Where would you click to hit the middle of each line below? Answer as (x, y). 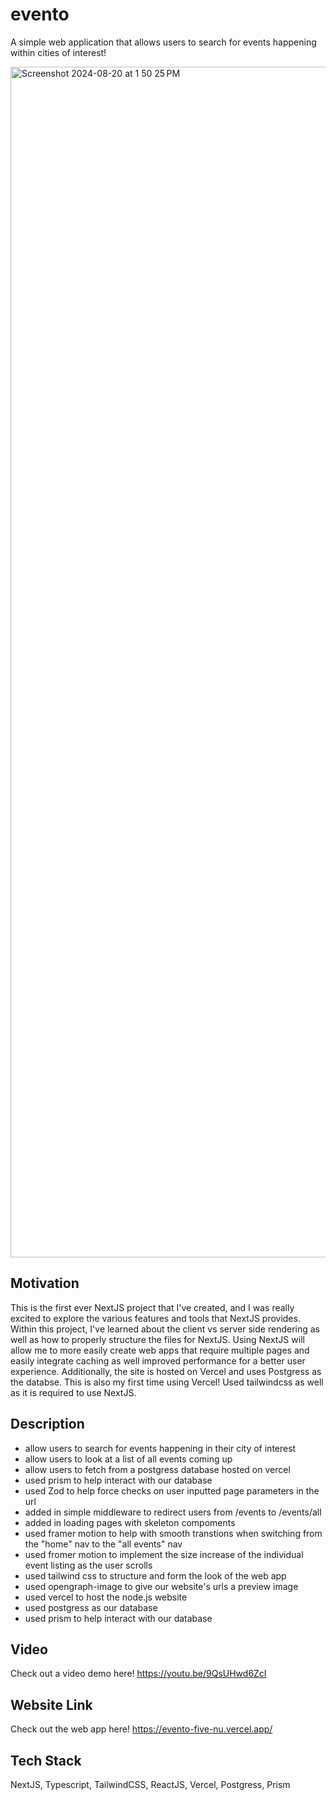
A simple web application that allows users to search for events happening (163, 42)
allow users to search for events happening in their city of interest (160, 1448)
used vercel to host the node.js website (106, 1597)
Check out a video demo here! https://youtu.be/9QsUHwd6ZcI (138, 1674)
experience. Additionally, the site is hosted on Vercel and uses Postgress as (166, 1371)
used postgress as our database (91, 1607)
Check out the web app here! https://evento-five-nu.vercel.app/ (141, 1729)
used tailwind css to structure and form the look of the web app (155, 1575)
